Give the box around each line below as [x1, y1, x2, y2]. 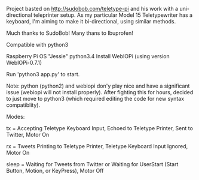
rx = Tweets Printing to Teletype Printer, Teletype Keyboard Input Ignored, [6, 143, 188, 149]
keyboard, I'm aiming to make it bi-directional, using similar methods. [6, 18, 176, 25]
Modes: [6, 113, 25, 120]
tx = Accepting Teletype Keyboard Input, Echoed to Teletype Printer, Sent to [6, 125, 193, 131]
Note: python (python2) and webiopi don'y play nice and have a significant [6, 82, 190, 89]
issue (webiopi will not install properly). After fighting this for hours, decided [6, 89, 194, 95]
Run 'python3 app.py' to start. [6, 71, 80, 77]
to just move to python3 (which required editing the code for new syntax [6, 95, 184, 102]
